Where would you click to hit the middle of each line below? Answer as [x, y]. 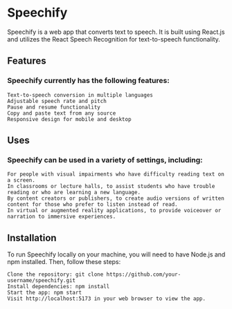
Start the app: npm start [44, 293]
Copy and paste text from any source [62, 113]
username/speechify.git [42, 281]
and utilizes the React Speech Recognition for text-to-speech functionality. [114, 39]
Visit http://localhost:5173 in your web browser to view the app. [107, 299]
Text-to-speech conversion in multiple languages [80, 95]
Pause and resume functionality [54, 107]
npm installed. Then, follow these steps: [64, 262]
